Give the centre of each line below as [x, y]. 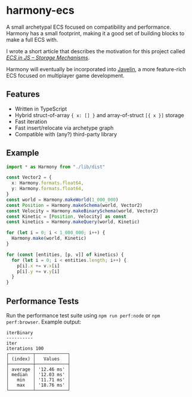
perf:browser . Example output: [44, 322]
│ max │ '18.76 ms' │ [38, 385]
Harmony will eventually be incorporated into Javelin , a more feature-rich [96, 69]
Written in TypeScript [41, 109]
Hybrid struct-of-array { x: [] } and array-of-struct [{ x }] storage [99, 115]
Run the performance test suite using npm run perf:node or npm [83, 315]
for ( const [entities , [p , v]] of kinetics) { [65, 255]
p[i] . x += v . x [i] [38, 266]
